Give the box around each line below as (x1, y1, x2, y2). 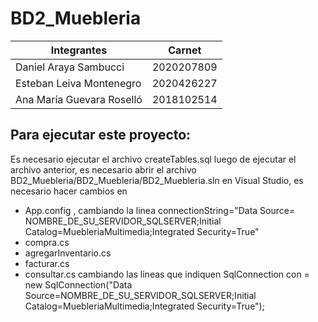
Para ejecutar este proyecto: (10, 127, 192, 144)
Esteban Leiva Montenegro (15, 76, 142, 90)
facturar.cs (24, 257, 70, 269)
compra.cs (24, 236, 70, 248)
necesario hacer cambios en (10, 185, 128, 197)
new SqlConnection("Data (24, 278, 133, 291)
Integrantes (50, 43, 108, 57)
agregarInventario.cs (24, 247, 112, 259)
